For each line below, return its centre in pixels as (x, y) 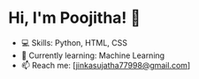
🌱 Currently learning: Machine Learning (93, 55)
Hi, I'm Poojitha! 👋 (75, 18)
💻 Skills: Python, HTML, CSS (74, 42)
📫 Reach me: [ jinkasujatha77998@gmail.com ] (106, 65)
